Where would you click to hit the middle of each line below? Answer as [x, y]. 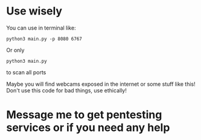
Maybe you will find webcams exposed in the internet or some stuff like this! [101, 84]
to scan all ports [26, 72]
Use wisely [34, 11]
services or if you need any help [88, 128]
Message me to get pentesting [84, 115]
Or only [15, 50]
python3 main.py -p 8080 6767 [44, 39]
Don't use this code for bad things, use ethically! [66, 90]
